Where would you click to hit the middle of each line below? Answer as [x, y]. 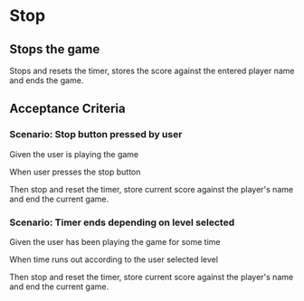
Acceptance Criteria [67, 109]
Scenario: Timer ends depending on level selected [122, 222]
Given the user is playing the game [74, 154]
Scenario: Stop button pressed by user [96, 135]
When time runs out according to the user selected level [114, 259]
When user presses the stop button [75, 172]
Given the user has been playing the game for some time [115, 241]
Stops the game [55, 49]
